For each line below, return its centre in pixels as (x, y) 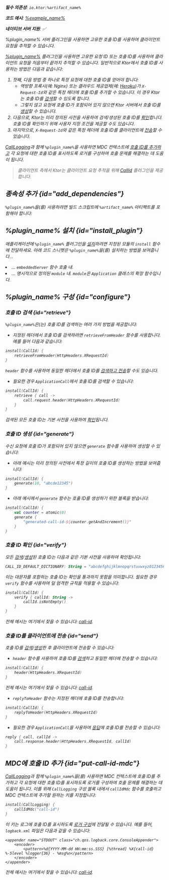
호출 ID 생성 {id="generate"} (40, 434)
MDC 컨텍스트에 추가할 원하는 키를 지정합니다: (51, 795)
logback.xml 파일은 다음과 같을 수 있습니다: (48, 830)
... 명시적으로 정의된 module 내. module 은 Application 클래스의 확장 (77, 273)
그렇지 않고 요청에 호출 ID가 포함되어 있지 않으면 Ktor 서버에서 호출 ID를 (90, 105)
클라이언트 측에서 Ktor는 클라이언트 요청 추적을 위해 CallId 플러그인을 (86, 170)
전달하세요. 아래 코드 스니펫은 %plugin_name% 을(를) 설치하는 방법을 (76, 250)
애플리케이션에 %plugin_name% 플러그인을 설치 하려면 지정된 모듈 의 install (78, 244)
